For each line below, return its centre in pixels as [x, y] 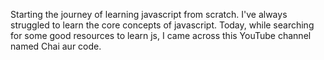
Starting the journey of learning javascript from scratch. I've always [149, 14]
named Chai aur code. [56, 46]
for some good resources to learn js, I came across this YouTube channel [161, 35]
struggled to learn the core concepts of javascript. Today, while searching [162, 25]
